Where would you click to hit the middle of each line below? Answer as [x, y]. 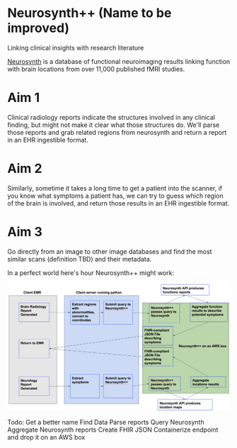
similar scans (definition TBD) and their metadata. [80, 259]
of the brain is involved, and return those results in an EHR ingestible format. [118, 203]
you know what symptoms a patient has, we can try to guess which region [116, 196]
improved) [38, 28]
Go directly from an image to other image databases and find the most [110, 251]
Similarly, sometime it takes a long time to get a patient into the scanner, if [115, 188]
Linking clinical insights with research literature [76, 47]
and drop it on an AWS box [46, 437]
